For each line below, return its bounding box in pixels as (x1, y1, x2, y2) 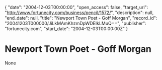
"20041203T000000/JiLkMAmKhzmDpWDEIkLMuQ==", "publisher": (5, 20, 146, 26)
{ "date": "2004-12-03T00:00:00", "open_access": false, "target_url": (5, 5, 148, 10)
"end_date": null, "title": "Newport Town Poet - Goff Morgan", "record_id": (5, 15, 157, 21)
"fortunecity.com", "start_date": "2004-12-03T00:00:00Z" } (5, 26, 128, 32)
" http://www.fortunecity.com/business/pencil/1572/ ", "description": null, (5, 10, 154, 16)
